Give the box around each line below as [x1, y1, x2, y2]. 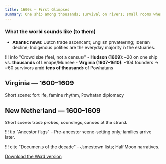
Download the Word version [5, 154, 62, 160]
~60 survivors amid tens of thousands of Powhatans [5, 65, 114, 71]
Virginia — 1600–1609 [5, 79, 74, 87]
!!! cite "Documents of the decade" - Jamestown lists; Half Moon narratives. [5, 144, 160, 150]
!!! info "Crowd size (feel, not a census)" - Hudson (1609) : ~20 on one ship [5, 54, 158, 60]
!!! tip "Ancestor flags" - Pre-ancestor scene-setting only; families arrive [5, 129, 152, 135]
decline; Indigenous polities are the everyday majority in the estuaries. [12, 44, 156, 50]
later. [5, 134, 16, 140]
